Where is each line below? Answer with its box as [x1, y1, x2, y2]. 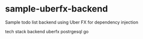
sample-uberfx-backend [5, 3, 108, 14]
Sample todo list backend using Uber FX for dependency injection [5, 19, 139, 25]
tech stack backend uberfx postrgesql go [5, 28, 89, 34]
